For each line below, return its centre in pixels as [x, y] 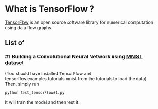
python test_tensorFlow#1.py [35, 93]
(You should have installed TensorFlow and [48, 73]
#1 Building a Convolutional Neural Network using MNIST [74, 57]
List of [15, 43]
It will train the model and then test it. [42, 102]
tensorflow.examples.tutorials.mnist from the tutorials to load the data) [76, 78]
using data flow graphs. [29, 27]
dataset [14, 63]
